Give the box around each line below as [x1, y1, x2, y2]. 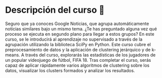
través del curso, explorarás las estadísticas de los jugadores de [25, 52, 156, 58]
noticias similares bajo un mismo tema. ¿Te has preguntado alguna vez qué [5, 26, 158, 31]
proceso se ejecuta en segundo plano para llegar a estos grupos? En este [5, 31, 155, 37]
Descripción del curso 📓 [5, 4, 105, 16]
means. [5, 52, 21, 58]
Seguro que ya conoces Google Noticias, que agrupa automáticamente [5, 21, 149, 26]
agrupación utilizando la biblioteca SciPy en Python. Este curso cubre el [5, 41, 151, 47]
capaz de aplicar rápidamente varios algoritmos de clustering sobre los [5, 62, 150, 68]
